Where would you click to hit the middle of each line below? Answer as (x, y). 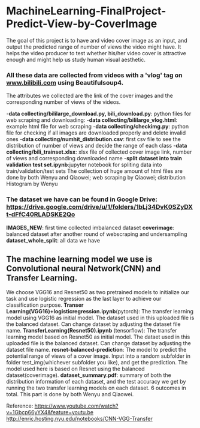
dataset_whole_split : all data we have (53, 240)
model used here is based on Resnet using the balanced (75, 369)
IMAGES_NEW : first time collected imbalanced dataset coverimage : (90, 228)
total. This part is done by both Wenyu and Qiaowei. (70, 394)
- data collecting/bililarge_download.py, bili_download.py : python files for (99, 114)
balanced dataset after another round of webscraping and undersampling (97, 234)
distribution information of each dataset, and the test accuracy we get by (96, 382)
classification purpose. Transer (45, 305)
